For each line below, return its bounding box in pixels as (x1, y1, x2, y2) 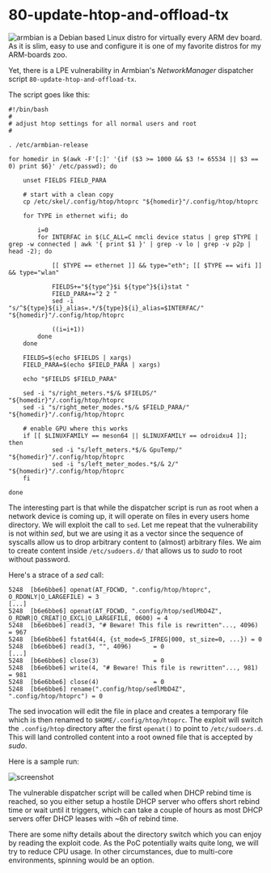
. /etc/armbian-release (8, 140, 89, 149)
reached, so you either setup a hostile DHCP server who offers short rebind (8, 796, 260, 806)
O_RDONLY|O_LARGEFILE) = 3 (8, 593, 100, 601)
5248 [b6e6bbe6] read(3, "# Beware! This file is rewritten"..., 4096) (8, 621, 259, 629)
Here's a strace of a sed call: (8, 570, 104, 580)
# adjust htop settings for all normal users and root (8, 119, 197, 127)
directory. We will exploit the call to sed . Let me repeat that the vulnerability (8, 520, 259, 529)
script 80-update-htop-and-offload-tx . (8, 74, 137, 83)
